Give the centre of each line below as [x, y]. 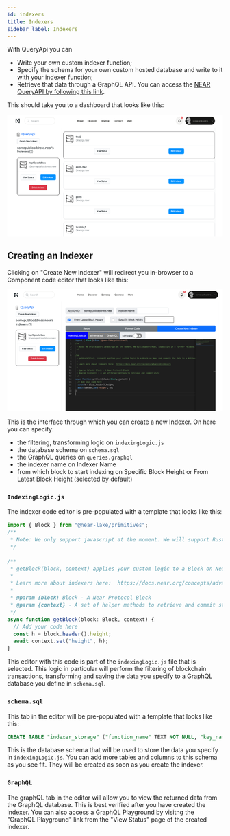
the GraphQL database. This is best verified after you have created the [106, 804]
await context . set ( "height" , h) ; [61, 641]
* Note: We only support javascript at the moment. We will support [110, 540]
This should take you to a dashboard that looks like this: [86, 105]
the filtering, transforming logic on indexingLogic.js [90, 442]
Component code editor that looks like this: [68, 280]
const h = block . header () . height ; [62, 634]
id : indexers [26, 14]
